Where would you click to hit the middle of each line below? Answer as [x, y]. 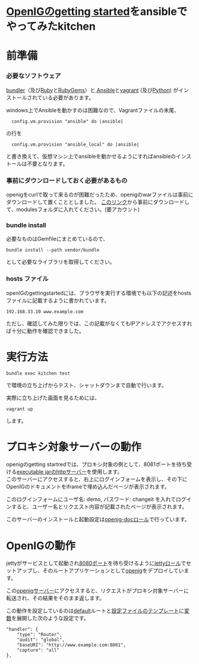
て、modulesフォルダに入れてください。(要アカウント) [73, 209]
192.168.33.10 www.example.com [45, 311]
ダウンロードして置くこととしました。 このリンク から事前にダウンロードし [98, 202]
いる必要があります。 [68, 97]
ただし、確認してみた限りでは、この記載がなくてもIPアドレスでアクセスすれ [99, 323]
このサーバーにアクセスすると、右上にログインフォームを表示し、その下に [97, 479]
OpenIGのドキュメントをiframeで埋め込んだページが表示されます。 [88, 487]
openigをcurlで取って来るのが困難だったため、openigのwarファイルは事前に [100, 194]
